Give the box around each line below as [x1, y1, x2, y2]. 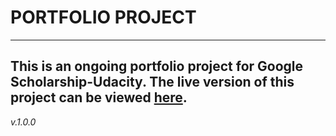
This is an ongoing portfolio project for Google [10, 58, 304, 75]
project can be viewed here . [10, 89, 188, 106]
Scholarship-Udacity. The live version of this [10, 74, 295, 91]
